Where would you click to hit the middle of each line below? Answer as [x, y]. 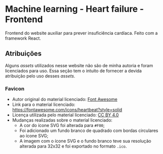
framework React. [23, 38]
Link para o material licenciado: [44, 104]
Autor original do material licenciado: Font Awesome [65, 100]
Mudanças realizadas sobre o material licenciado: [62, 120]
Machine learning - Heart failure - [75, 9]
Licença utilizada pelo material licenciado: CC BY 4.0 [65, 115]
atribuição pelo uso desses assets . [40, 76]
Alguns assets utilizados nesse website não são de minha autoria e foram [79, 65]
